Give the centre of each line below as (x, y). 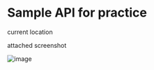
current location (30, 32)
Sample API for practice (77, 13)
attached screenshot (37, 45)
